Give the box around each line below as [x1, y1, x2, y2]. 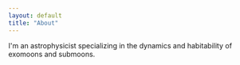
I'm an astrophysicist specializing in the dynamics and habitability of [8, 40, 233, 50]
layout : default [8, 11, 62, 20]
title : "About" [8, 19, 59, 27]
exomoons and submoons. [8, 49, 96, 59]
